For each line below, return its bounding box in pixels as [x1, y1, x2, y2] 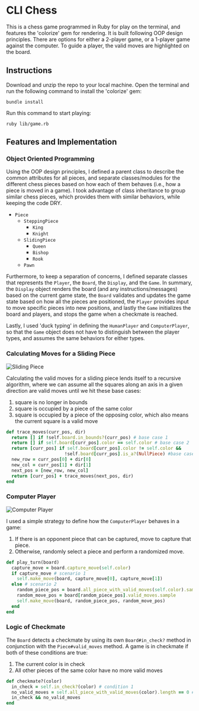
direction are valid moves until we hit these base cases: [6, 387, 142, 394]
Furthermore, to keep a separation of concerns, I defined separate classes [6, 273, 188, 280]
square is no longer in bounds [14, 398, 88, 406]
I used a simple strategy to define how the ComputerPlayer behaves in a [6, 517, 179, 524]
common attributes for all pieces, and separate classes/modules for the [6, 174, 181, 181]
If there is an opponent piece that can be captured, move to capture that [14, 535, 191, 542]
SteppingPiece [23, 219, 59, 225]
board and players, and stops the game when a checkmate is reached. [6, 310, 178, 318]
